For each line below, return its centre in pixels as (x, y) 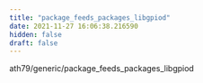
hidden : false (36, 34)
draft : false (34, 43)
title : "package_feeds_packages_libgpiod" (90, 18)
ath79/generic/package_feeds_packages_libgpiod (102, 69)
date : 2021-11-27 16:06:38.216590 (74, 26)
